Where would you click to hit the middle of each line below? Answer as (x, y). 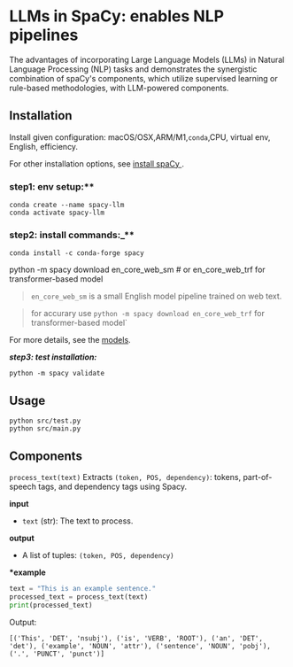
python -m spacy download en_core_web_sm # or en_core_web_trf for (137, 270)
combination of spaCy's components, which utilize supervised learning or (143, 78)
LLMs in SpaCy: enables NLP (116, 16)
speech (23, 486)
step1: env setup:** (52, 186)
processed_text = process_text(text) (79, 597)
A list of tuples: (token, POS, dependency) (98, 555)
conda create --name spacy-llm (67, 206)
